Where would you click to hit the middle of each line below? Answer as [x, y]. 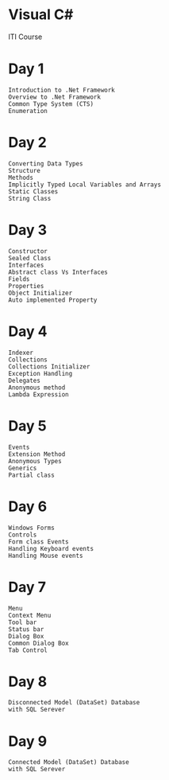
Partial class [32, 475]
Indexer [21, 353]
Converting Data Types [46, 164]
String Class [30, 198]
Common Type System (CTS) [51, 104]
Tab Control [28, 650]
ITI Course [25, 37]
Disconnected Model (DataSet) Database [74, 703]
